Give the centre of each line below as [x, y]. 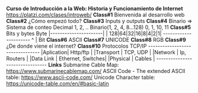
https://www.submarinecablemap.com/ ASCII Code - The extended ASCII [96, 71]
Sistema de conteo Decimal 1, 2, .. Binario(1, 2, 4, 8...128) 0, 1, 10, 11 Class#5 [99, 27]
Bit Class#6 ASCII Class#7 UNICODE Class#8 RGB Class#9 [112, 40]
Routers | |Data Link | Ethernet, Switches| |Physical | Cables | [81, 59]
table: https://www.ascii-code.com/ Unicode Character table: [81, 77]
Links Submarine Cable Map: [84, 65]
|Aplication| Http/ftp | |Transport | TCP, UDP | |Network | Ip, [114, 52]
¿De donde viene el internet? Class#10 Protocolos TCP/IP [76, 46]
